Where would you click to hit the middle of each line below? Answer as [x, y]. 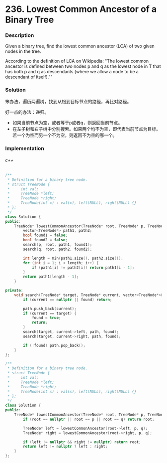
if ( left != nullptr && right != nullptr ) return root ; [82, 442]
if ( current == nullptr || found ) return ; [68, 300]
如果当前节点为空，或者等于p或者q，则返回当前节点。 [67, 123]
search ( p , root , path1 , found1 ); [58, 245]
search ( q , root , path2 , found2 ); [58, 249]
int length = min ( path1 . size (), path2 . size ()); [73, 258]
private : [14, 291]
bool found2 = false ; [45, 240]
